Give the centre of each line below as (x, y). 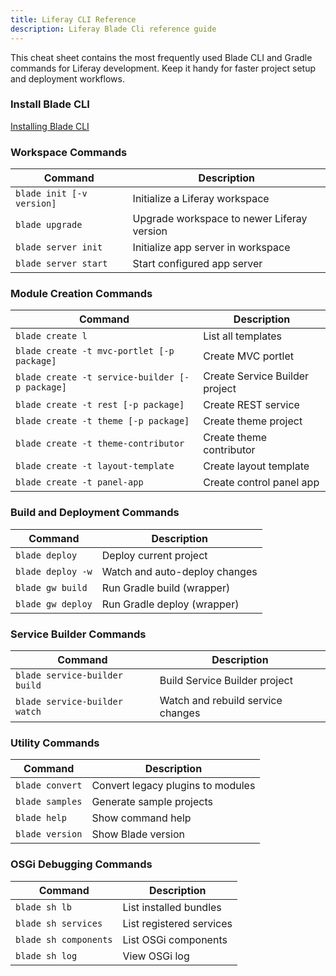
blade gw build (51, 587)
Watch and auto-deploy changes (179, 571)
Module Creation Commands (81, 294)
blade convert (49, 785)
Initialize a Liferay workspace (201, 199)
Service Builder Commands (78, 634)
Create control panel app (261, 483)
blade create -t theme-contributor (100, 444)
